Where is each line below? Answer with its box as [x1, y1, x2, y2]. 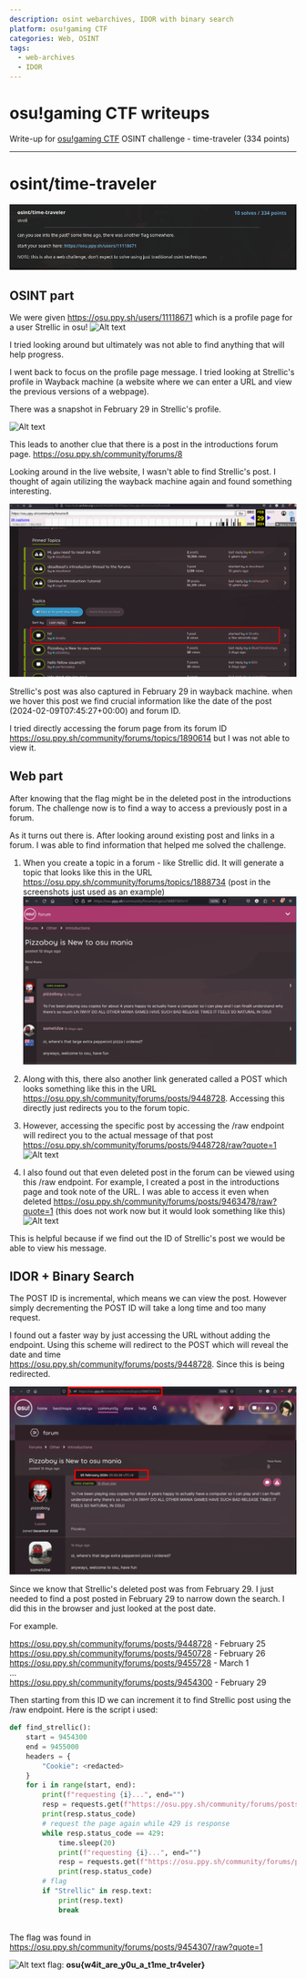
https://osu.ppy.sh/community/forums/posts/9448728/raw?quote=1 [22, 1139, 277, 1150]
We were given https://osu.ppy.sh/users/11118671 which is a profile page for [9, 312, 293, 323]
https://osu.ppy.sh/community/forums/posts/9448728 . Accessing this [22, 1093, 285, 1104]
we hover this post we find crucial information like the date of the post [9, 695, 272, 706]
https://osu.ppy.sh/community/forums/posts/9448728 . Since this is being [9, 1359, 285, 1370]
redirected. [9, 1369, 51, 1380]
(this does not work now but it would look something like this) [55, 1205, 286, 1216]
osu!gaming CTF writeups [9, 103, 210, 124]
